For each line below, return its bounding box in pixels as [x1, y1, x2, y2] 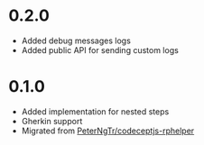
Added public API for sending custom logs [21, 44, 180, 55]
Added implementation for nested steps [21, 105, 170, 117]
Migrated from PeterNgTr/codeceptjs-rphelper [21, 125, 195, 136]
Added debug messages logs [21, 35, 132, 46]
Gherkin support [21, 115, 83, 126]
